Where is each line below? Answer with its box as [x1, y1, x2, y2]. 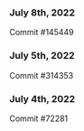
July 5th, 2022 [9, 50, 75, 62]
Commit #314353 [9, 70, 74, 80]
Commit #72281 [9, 113, 69, 124]
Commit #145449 [9, 27, 74, 38]
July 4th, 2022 [9, 92, 76, 105]
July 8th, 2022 [9, 6, 75, 19]
